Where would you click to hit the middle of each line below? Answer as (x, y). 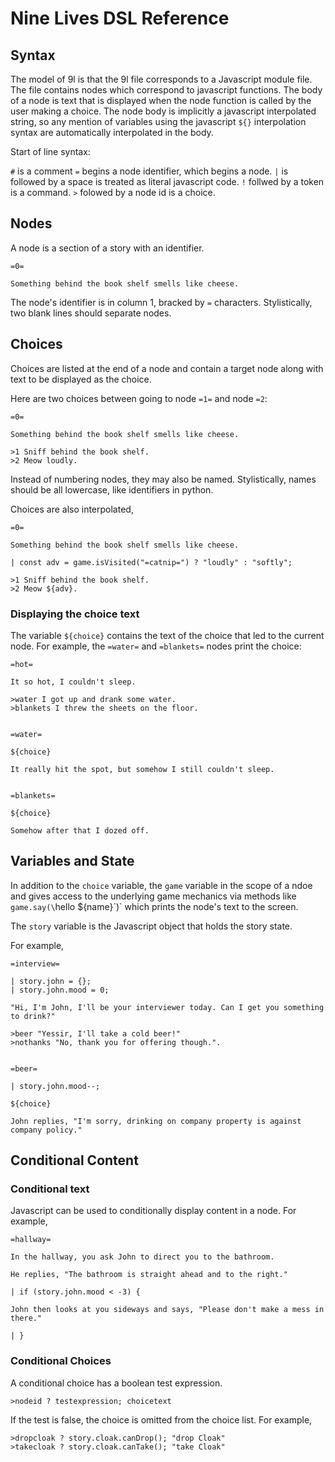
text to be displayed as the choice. (81, 379)
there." (26, 1318)
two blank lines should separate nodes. (91, 313)
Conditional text (50, 1189)
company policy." (46, 1130)
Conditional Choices (61, 1361)
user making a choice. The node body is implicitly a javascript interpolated (163, 111)
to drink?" (33, 1016)
